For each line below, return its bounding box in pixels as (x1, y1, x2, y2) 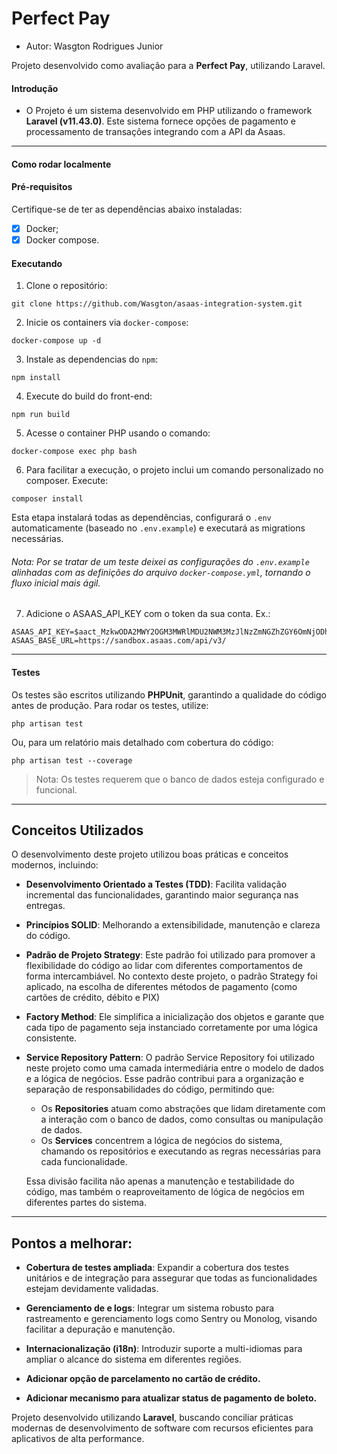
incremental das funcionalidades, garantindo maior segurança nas (25, 889, 299, 901)
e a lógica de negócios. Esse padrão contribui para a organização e (25, 1073, 304, 1085)
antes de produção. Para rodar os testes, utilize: (11, 699, 209, 711)
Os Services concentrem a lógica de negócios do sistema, (40, 1135, 283, 1147)
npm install (11, 373, 61, 383)
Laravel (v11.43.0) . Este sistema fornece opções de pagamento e (25, 115, 296, 127)
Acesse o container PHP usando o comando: (25, 427, 211, 439)
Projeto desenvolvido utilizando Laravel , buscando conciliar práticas (11, 1412, 294, 1424)
